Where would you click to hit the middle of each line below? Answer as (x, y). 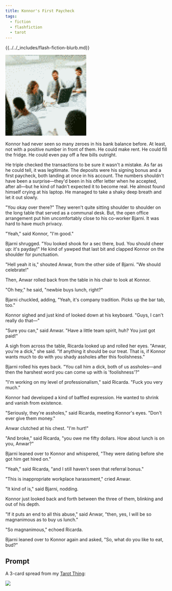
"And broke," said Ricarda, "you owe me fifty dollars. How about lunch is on (85, 438)
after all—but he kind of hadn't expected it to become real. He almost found (85, 187)
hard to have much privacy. (34, 224)
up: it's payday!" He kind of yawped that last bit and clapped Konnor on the (85, 249)
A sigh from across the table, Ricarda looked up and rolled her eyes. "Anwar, (86, 346)
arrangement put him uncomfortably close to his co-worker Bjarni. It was (82, 219)
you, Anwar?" (20, 444)
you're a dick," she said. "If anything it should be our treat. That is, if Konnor (85, 351)
